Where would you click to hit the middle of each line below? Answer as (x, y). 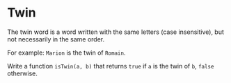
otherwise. (23, 73)
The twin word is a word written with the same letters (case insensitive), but (116, 32)
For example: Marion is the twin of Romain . (66, 53)
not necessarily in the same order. (56, 39)
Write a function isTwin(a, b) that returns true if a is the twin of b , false (111, 66)
